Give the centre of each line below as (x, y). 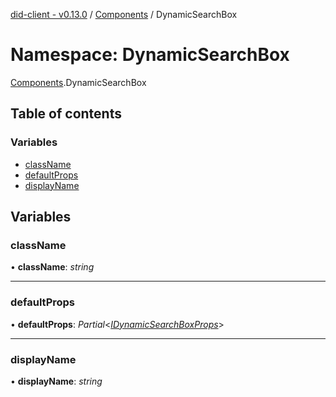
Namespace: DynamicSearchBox (150, 55)
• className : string (52, 267)
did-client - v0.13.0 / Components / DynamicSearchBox (124, 14)
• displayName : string (56, 381)
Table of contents (66, 114)
